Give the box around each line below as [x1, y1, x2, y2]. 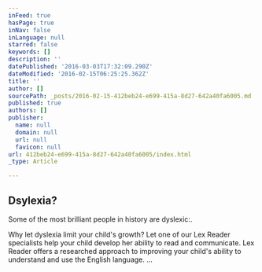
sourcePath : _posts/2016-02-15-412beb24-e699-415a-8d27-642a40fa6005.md [8, 92, 252, 100]
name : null [15, 121, 51, 129]
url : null [15, 135, 47, 144]
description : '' [8, 56, 61, 64]
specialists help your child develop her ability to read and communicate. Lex [8, 237, 255, 248]
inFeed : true [8, 11, 51, 20]
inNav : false [8, 26, 51, 34]
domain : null [15, 128, 58, 136]
